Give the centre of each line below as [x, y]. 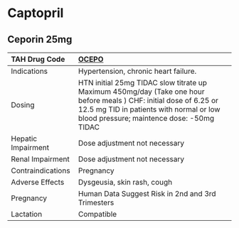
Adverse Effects [38, 182]
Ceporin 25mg [40, 39]
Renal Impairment [40, 159]
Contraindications [41, 170]
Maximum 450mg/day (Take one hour [141, 92]
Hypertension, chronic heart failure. [137, 71]
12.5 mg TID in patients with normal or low [149, 109]
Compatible [97, 214]
